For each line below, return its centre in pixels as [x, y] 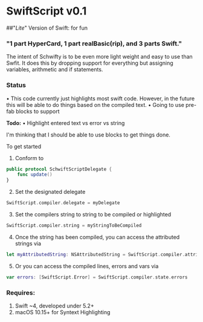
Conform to [29, 158]
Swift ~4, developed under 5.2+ [55, 306]
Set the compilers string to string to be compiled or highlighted [93, 214]
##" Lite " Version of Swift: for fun [47, 28]
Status [16, 85]
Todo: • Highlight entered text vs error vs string [66, 123]
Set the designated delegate [50, 192]
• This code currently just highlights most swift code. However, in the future [101, 98]
